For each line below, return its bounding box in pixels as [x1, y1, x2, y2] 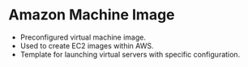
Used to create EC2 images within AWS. [19, 40, 154, 50]
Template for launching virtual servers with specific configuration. [19, 49, 241, 59]
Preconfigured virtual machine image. [19, 32, 147, 42]
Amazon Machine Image [8, 6, 176, 24]
